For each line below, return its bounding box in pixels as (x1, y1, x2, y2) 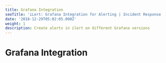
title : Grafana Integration (5, 7, 64, 12)
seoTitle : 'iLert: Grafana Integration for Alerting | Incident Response (5, 12, 162, 17)
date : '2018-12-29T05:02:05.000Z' (5, 16, 77, 21)
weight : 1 (5, 21, 26, 26)
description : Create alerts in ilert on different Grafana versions (5, 26, 150, 31)
